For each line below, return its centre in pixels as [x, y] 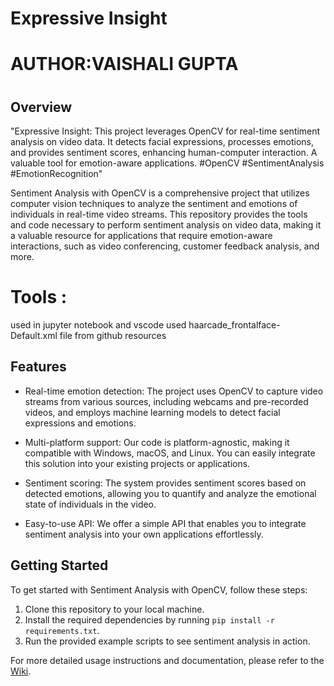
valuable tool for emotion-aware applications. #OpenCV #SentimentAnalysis [167, 163]
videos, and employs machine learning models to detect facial [152, 412]
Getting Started [59, 565]
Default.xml [34, 335]
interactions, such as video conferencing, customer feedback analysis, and [165, 246]
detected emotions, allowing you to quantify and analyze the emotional [170, 493]
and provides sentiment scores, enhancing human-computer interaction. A [164, 152]
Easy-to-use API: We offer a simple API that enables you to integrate [165, 523]
